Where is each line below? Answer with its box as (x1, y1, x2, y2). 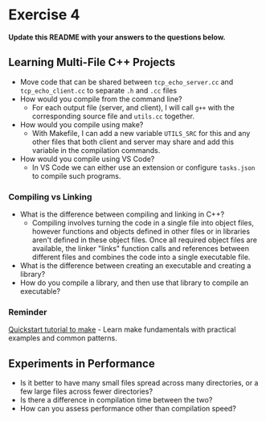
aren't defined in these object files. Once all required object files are (31, 235, 257, 245)
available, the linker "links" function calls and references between (31, 244, 249, 254)
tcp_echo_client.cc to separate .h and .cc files (19, 85, 178, 95)
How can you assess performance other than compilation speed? (19, 404, 237, 414)
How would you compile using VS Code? (19, 154, 155, 163)
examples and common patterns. (8, 333, 118, 343)
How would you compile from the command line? (19, 94, 182, 104)
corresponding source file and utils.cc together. (31, 111, 195, 121)
